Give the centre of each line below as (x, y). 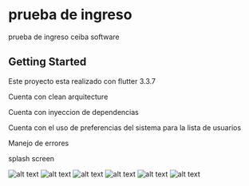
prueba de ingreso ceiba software (64, 37)
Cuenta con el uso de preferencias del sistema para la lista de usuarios (125, 127)
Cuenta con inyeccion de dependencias (74, 112)
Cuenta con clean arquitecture (58, 97)
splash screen (31, 158)
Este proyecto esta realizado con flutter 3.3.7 (82, 81)
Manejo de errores (39, 143)
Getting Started (47, 62)
